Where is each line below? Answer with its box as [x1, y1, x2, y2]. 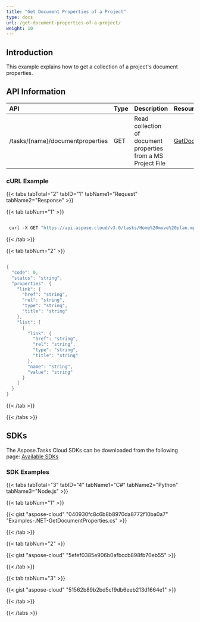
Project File [133, 159, 165, 167]
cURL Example [6, 177, 49, 185]
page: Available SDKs [6, 453, 59, 460]
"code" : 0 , [11, 269, 39, 276]
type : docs [6, 14, 33, 20]
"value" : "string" [27, 369, 73, 375]
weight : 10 [6, 25, 33, 32]
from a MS [133, 151, 164, 160]
